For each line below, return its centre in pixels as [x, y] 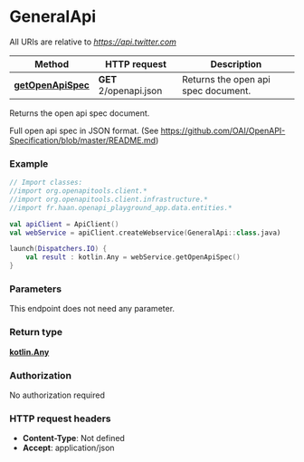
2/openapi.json [130, 91]
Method [52, 63]
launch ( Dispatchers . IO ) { [58, 249]
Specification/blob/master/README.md [83, 140]
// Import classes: [46, 183]
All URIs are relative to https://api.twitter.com [93, 42]
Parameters [35, 289]
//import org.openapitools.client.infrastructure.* [109, 199]
